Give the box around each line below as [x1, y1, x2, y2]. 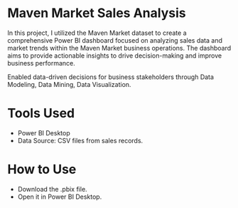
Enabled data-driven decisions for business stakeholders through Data [7, 73, 215, 81]
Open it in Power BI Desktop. [17, 192, 102, 201]
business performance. [7, 58, 76, 67]
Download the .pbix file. [17, 184, 87, 193]
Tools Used [7, 105, 75, 122]
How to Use [7, 162, 77, 177]
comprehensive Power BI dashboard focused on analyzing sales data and [7, 36, 222, 44]
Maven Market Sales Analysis [7, 5, 186, 21]
